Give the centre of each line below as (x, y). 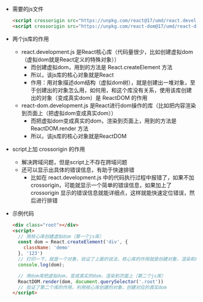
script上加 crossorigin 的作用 (48, 149)
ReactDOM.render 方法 (59, 128)
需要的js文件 (28, 9)
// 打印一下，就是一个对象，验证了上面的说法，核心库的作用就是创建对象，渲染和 (106, 259)
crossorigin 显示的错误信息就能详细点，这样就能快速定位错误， (110, 192)
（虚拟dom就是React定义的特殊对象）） (71, 59)
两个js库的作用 (30, 39)
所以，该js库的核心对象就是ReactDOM (79, 136)
